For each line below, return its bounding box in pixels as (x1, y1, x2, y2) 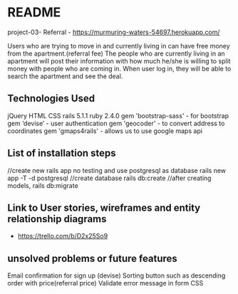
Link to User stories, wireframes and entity (7, 201, 201, 214)
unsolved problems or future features (7, 252, 178, 264)
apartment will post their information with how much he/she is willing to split (7, 56, 231, 65)
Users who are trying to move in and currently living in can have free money (7, 41, 230, 50)
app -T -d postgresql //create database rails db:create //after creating (7, 174, 212, 182)
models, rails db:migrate (7, 181, 78, 189)
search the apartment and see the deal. (7, 72, 123, 80)
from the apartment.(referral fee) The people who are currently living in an (7, 49, 226, 58)
